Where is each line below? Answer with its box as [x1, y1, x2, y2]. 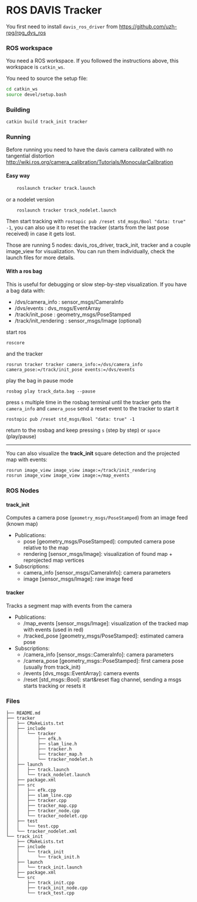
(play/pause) [6, 432, 37, 440]
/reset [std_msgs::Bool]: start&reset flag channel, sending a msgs [23, 676, 182, 683]
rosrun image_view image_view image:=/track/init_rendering [6, 467, 157, 473]
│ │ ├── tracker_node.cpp [6, 807, 80, 814]
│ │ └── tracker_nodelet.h [6, 756, 93, 762]
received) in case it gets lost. [6, 230, 76, 237]
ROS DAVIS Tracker [6, 4, 102, 17]
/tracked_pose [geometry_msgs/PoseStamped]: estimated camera [23, 632, 184, 639]
